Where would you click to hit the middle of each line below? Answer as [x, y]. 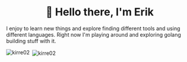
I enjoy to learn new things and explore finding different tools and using [93, 28]
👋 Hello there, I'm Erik [100, 12]
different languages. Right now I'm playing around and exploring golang [93, 34]
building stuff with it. [31, 41]
